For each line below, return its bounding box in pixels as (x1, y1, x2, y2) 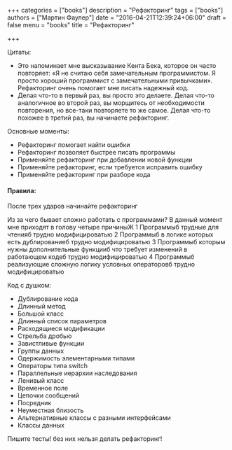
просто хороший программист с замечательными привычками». (17, 76, 213, 85)
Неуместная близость (17, 406, 84, 415)
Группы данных (17, 346, 64, 356)
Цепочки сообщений (17, 391, 79, 400)
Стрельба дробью (17, 332, 72, 340)
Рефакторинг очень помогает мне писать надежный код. (17, 84, 189, 92)
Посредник (17, 399, 52, 407)
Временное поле (17, 384, 69, 393)
